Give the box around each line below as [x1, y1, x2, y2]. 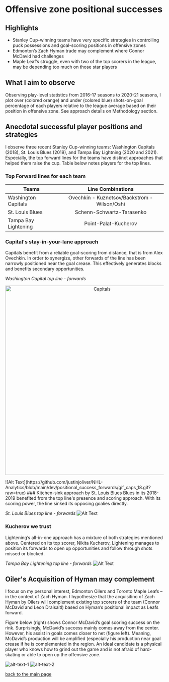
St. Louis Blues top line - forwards [5, 510, 76, 516]
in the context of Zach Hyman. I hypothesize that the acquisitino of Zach [5, 594, 155, 600]
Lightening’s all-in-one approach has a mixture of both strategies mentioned [5, 534, 163, 541]
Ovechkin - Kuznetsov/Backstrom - [68, 194, 153, 201]
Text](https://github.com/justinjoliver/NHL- [15, 479, 103, 485]
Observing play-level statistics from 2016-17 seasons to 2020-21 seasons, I [5, 92, 161, 98]
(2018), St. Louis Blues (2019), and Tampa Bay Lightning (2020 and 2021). [5, 149, 158, 155]
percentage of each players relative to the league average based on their [5, 102, 156, 109]
